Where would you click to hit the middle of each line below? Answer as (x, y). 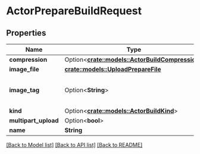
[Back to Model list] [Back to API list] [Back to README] (74, 145)
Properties (26, 33)
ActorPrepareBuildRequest (74, 11)
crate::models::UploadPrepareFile (113, 69)
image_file (24, 69)
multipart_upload (34, 120)
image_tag (24, 90)
